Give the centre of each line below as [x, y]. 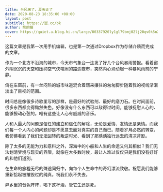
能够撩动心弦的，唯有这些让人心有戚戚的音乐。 [52, 113]
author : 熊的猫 [19, 28]
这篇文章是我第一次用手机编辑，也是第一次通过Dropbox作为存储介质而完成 [80, 46]
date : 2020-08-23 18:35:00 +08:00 [40, 14]
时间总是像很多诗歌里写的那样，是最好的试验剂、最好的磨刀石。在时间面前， [81, 101]
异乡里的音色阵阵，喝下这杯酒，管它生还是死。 [52, 185]
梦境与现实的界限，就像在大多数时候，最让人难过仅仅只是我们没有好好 [88, 152]
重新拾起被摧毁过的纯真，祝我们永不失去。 [48, 174]
